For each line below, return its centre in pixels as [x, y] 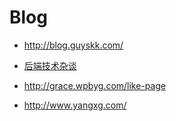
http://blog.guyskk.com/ [73, 45]
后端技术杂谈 [50, 65]
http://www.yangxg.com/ [75, 105]
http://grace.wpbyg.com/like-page [95, 85]
